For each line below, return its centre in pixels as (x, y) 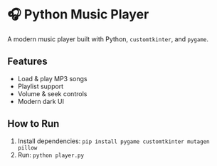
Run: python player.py (51, 155)
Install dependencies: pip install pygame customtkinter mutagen (113, 141)
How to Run (33, 124)
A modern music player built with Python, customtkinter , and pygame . (108, 39)
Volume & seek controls (52, 93)
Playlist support (41, 86)
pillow (27, 147)
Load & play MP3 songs (52, 78)
